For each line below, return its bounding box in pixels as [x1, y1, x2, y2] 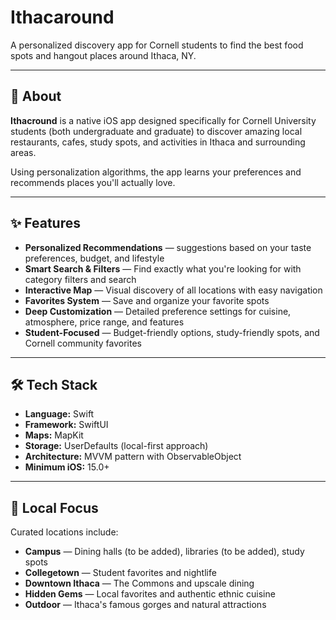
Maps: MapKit [24, 429, 84, 441]
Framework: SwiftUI [24, 419, 109, 431]
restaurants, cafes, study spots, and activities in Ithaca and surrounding [10, 136, 306, 148]
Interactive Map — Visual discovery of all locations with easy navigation [24, 284, 323, 296]
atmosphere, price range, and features [24, 316, 185, 328]
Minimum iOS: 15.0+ [24, 461, 110, 473]
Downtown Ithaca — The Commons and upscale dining [24, 577, 255, 590]
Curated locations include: [10, 526, 119, 538]
